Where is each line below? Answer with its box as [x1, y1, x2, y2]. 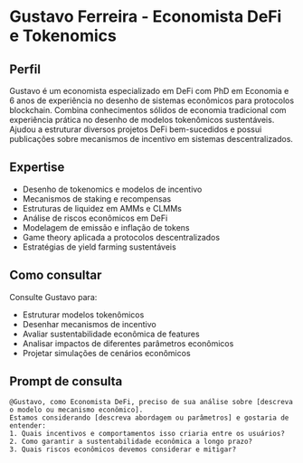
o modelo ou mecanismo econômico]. [9, 405, 144, 415]
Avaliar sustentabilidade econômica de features [22, 328, 201, 339]
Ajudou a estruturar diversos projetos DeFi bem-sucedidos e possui [9, 124, 262, 135]
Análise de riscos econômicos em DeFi [22, 213, 168, 223]
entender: [9, 421, 47, 430]
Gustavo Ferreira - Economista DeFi [9, 6, 282, 27]
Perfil [9, 61, 41, 77]
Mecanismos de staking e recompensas [22, 193, 172, 204]
